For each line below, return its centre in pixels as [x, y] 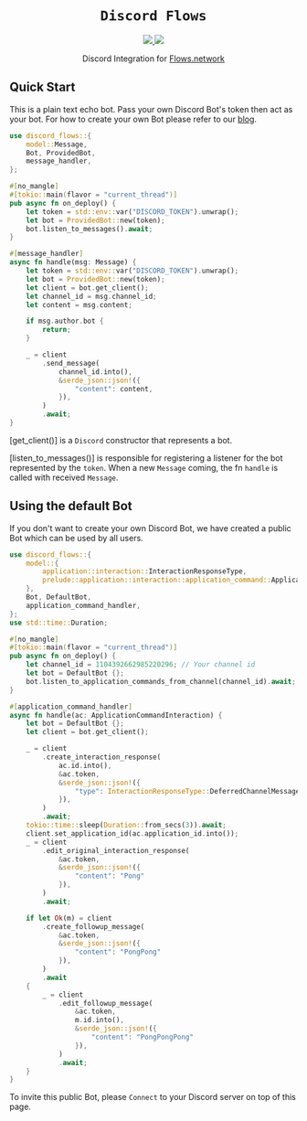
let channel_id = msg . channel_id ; [91, 296]
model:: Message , [57, 144]
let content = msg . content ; [79, 304]
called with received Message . [64, 477]
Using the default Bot [71, 506]
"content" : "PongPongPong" [143, 1037]
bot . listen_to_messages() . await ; [90, 229]
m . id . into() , [100, 1020]
